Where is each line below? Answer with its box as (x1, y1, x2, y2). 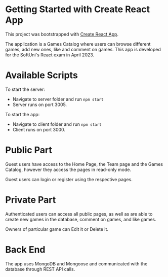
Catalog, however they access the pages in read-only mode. (5, 166, 132, 172)
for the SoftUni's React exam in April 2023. (5, 52, 95, 58)
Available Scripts (5, 70, 78, 81)
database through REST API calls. (5, 266, 75, 272)
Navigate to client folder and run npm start (12, 121, 102, 127)
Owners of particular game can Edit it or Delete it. (5, 226, 109, 232)
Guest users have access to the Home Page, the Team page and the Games (5, 161, 163, 167)
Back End (5, 244, 46, 255)
